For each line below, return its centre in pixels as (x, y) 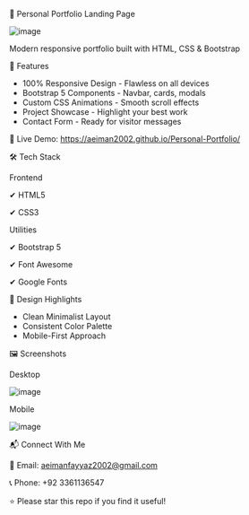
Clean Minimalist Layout (66, 317)
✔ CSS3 (24, 212)
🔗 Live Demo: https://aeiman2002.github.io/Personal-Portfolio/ (125, 139)
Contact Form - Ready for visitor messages (102, 122)
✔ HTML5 (27, 195)
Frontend (26, 178)
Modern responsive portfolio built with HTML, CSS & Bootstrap (124, 48)
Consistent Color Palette (67, 326)
